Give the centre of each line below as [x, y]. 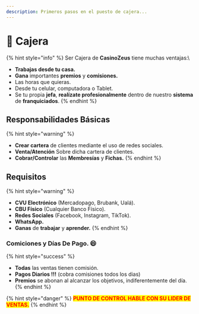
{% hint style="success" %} [41, 256]
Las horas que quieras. [43, 82]
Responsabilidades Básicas [58, 119]
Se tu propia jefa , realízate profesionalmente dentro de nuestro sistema [104, 94]
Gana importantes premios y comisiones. [66, 76]
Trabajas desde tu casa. [45, 69]
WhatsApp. [29, 222]
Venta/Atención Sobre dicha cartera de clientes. [75, 152]
